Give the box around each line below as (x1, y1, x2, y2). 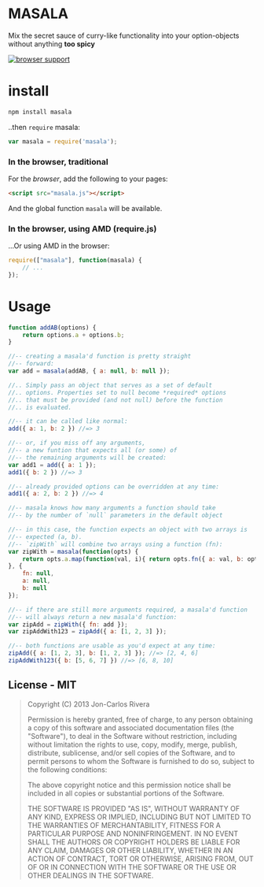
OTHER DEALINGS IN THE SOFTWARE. (27, 870, 154, 880)
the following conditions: (27, 765, 108, 774)
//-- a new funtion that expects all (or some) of (8, 447, 178, 455)
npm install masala (8, 108, 72, 116)
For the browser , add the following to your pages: (8, 174, 168, 184)
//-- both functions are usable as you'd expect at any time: (8, 642, 216, 650)
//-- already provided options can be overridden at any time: (8, 482, 220, 491)
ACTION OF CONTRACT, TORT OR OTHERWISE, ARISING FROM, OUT (27, 854, 254, 863)
